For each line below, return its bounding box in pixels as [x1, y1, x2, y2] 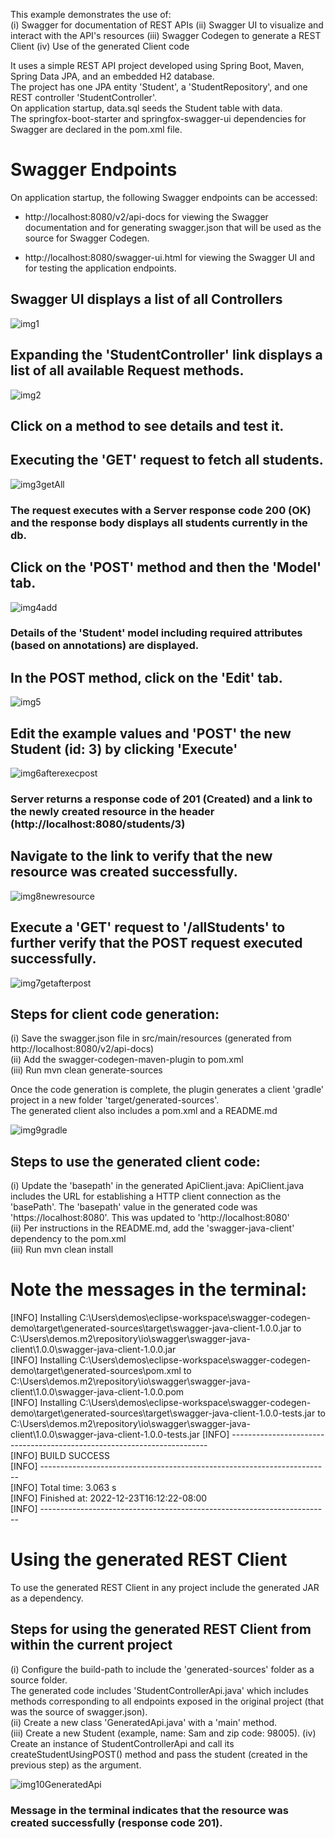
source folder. [10, 1674, 68, 1686]
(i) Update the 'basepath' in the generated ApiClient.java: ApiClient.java [10, 1180, 305, 1192]
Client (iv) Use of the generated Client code [10, 40, 190, 52]
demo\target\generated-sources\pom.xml [10, 1365, 182, 1377]
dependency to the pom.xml [10, 1233, 127, 1245]
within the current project [10, 1637, 173, 1654]
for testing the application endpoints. [24, 262, 177, 274]
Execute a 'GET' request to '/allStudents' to [10, 919, 286, 936]
